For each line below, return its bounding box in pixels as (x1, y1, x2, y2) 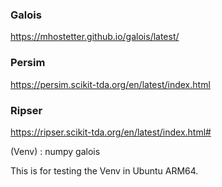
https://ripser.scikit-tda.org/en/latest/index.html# (10, 126, 212, 138)
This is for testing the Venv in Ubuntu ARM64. (10, 164, 199, 177)
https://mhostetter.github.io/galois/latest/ (10, 31, 180, 43)
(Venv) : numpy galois (10, 145, 101, 157)
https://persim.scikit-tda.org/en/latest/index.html (10, 78, 211, 90)
